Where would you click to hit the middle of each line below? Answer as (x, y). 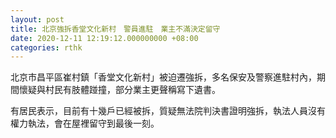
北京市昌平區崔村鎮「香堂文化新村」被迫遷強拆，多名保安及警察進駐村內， (163, 77)
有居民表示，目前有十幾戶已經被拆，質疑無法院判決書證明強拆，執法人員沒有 (168, 111)
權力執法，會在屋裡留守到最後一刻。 (85, 123)
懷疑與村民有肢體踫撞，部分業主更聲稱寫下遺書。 (119, 90)
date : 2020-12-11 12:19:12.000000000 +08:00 (104, 38)
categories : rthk (46, 47)
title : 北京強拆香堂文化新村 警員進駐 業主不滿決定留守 (115, 29)
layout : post (37, 19)
